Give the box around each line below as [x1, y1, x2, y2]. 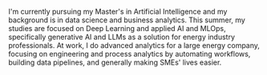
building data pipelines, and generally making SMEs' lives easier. [8, 57, 222, 67]
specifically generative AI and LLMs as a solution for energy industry [8, 32, 235, 41]
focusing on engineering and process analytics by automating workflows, [8, 49, 251, 58]
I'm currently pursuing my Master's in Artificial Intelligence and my [8, 7, 228, 16]
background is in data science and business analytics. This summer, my [8, 15, 246, 25]
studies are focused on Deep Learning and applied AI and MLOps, [8, 24, 226, 33]
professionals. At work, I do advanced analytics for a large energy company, [8, 41, 261, 50]
